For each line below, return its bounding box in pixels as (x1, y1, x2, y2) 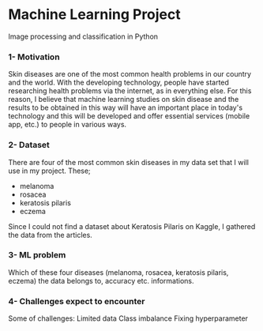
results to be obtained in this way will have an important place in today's (8, 103, 243, 112)
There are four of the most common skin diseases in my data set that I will (8, 157, 249, 167)
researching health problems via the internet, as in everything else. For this (8, 86, 252, 96)
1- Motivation (8, 51, 61, 62)
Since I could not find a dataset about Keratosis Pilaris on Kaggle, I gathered (8, 221, 256, 231)
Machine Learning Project (8, 6, 182, 24)
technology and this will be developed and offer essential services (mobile (8, 111, 250, 121)
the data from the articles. (8, 230, 92, 239)
